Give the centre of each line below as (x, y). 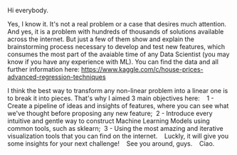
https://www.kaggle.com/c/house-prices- (142, 69)
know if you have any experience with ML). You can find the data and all (113, 62)
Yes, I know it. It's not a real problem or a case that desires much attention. (117, 24)
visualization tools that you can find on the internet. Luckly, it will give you (118, 136)
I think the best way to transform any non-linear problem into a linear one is (118, 91)
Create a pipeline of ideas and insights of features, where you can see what (118, 106)
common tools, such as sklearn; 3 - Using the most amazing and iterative (115, 128)
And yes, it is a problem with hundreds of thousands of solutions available (116, 32)
